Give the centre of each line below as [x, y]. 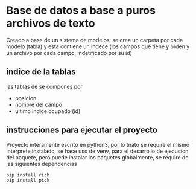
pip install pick [28, 180]
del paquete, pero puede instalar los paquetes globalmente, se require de [97, 157]
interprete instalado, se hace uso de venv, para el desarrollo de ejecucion [97, 151]
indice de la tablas [41, 72]
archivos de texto [51, 23]
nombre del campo [38, 104]
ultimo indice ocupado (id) [48, 111]
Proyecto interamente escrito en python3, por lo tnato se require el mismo [98, 144]
